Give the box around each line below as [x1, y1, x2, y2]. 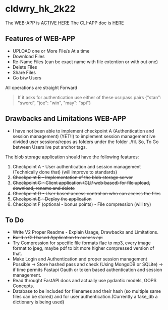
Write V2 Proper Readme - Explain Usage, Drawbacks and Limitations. [12, 229, 159, 235]
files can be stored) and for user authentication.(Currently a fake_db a [12, 294, 158, 300]
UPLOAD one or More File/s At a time [12, 48, 90, 54]
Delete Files [12, 64, 37, 70]
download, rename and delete [12, 185, 75, 191]
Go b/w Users [12, 74, 42, 81]
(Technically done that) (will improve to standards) [12, 169, 118, 175]
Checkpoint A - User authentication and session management [12, 163, 141, 169]
